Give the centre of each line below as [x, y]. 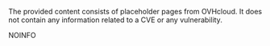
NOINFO [22, 35]
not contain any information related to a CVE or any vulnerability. [116, 20]
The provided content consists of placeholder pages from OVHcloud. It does [135, 11]
